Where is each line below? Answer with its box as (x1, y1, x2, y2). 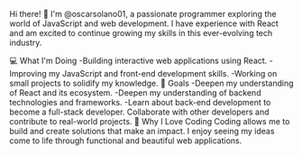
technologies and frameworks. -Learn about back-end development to (9, 97, 271, 107)
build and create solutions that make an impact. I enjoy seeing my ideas (9, 126, 275, 136)
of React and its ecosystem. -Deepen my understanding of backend (9, 87, 261, 98)
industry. (9, 37, 42, 48)
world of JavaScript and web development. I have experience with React (9, 18, 279, 29)
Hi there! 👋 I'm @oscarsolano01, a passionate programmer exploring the (9, 9, 277, 19)
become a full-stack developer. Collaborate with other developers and (9, 106, 270, 117)
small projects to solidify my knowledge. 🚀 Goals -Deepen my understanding (9, 77, 295, 88)
